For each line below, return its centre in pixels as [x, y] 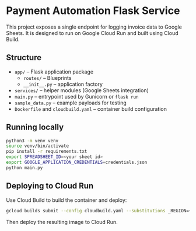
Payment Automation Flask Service [93, 11]
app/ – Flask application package [54, 72]
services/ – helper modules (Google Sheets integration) [81, 90]
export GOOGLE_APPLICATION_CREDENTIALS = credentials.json [77, 162]
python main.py [24, 167]
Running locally [35, 127]
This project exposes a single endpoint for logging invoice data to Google [94, 27]
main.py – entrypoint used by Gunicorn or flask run [76, 96]
